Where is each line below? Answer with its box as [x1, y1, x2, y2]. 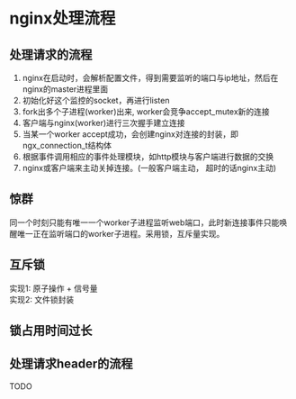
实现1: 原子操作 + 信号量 [9, 283, 98, 294]
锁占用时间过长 [9, 323, 93, 339]
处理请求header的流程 [9, 357, 133, 372]
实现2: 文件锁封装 [9, 294, 75, 304]
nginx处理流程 [9, 8, 116, 29]
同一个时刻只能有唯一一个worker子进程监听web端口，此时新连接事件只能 [9, 217, 280, 228]
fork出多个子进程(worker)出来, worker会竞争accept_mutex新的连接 [22, 106, 270, 117]
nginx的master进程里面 [22, 84, 109, 95]
